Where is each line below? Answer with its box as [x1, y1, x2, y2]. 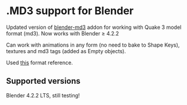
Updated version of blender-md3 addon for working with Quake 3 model [6, 24, 182, 31]
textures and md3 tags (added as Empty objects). [6, 47, 126, 54]
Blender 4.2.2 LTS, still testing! [6, 91, 81, 99]
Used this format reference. [6, 59, 74, 66]
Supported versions [6, 76, 81, 86]
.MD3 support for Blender [6, 4, 134, 18]
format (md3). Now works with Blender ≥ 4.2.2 [6, 29, 119, 37]
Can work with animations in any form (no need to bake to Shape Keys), [6, 41, 180, 48]
